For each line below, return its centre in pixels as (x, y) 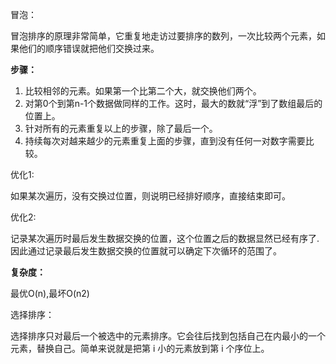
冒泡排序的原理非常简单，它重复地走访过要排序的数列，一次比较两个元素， (163, 36)
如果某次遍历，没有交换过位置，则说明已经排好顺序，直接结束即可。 (150, 196)
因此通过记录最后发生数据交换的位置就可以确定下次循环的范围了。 (146, 251)
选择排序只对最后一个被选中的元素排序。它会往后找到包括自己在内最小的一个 (168, 336)
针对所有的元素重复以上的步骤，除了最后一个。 (121, 128)
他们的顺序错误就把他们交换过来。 (89, 48)
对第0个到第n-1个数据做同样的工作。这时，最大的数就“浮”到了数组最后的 (173, 103)
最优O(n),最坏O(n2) (50, 293)
